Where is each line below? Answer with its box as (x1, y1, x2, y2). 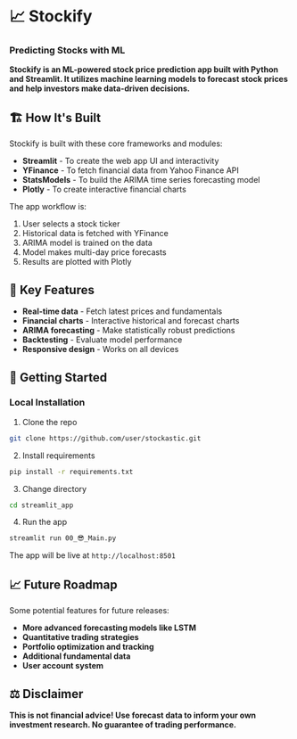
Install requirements (21, 450, 95, 461)
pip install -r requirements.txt (9, 467, 134, 476)
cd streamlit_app (9, 500, 74, 510)
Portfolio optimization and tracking (21, 642, 154, 653)
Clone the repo (21, 416, 78, 427)
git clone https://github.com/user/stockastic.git (9, 433, 202, 443)
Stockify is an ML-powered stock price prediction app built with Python (9, 64, 279, 75)
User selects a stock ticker (21, 218, 120, 229)
